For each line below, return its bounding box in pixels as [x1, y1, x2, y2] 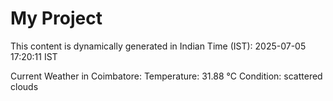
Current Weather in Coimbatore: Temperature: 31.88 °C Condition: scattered [10, 70, 323, 82]
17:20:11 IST [10, 50, 58, 62]
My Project [10, 7, 103, 30]
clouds [10, 80, 39, 92]
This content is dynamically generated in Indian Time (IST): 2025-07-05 [10, 40, 307, 52]
